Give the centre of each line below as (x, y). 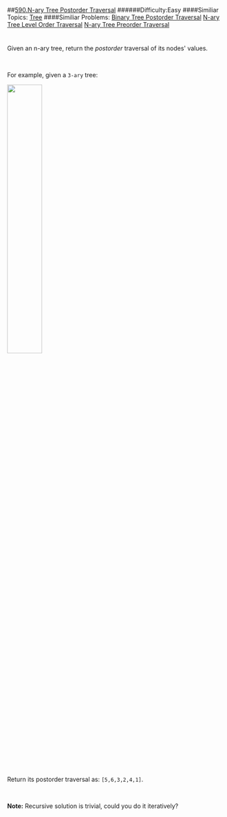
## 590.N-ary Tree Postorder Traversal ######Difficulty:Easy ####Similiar (113, 10)
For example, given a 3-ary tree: (53, 75)
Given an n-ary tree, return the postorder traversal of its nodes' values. (108, 48)
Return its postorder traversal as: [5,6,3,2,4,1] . (75, 779)
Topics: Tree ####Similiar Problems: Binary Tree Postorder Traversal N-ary (113, 17)
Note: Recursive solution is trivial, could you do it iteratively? (93, 806)
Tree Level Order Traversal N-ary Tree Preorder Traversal (88, 24)
